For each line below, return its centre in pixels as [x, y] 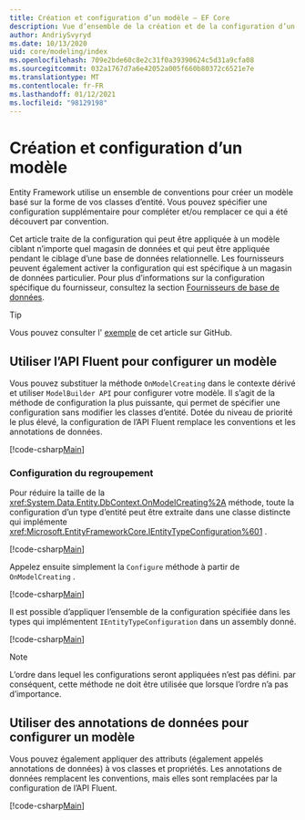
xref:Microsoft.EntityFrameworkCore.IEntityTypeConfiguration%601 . [138, 532]
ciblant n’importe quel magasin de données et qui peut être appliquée [140, 249]
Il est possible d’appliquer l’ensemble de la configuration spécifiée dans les [150, 612]
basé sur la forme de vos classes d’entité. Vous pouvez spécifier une [138, 202]
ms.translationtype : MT [55, 78]
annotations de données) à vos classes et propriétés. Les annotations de [146, 769]
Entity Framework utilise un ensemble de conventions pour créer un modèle [152, 192]
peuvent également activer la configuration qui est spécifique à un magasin [151, 268]
